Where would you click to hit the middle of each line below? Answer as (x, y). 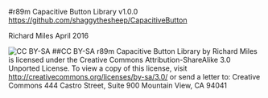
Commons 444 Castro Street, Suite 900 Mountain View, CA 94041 (118, 85)
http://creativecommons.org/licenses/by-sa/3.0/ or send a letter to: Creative (134, 77)
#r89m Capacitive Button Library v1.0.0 (73, 12)
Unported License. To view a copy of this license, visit (98, 68)
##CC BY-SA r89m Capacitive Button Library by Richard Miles (155, 51)
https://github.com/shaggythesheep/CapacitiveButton (98, 20)
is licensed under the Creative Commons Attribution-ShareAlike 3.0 (120, 60)
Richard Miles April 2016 (49, 36)
